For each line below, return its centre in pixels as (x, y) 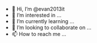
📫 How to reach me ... (39, 34)
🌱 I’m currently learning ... (43, 21)
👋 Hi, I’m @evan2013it (38, 9)
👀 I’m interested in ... (36, 15)
